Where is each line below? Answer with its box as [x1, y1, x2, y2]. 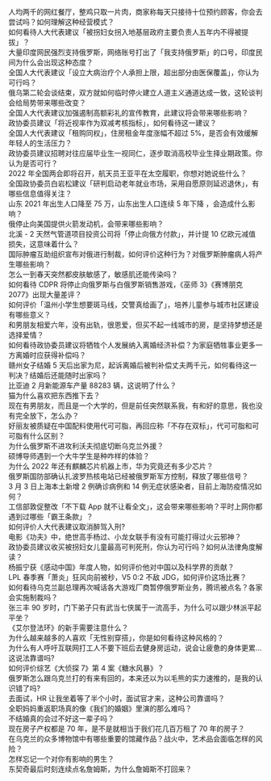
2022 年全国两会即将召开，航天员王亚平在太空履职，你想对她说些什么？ [8, 169, 248, 178]
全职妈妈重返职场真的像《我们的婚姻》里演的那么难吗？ [8, 703, 192, 713]
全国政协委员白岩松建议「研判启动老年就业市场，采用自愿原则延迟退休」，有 [8, 178, 260, 188]
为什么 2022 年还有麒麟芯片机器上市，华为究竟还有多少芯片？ [8, 461, 214, 471]
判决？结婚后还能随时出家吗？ [8, 371, 107, 380]
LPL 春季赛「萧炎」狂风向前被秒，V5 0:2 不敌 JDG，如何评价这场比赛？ [8, 573, 248, 582]
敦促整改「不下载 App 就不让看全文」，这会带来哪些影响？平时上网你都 [29, 502, 263, 511]
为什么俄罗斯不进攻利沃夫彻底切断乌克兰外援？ [8, 441, 164, 451]
